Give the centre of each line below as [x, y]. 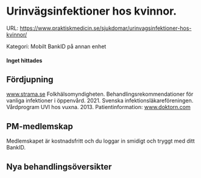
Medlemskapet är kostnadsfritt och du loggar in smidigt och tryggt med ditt [100, 141]
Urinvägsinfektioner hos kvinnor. [92, 11]
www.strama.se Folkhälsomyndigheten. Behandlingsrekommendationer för [100, 94]
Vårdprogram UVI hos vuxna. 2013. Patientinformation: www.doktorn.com [98, 107]
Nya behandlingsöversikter [59, 167]
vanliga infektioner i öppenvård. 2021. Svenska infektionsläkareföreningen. [100, 101]
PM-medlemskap [40, 126]
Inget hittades [24, 60]
